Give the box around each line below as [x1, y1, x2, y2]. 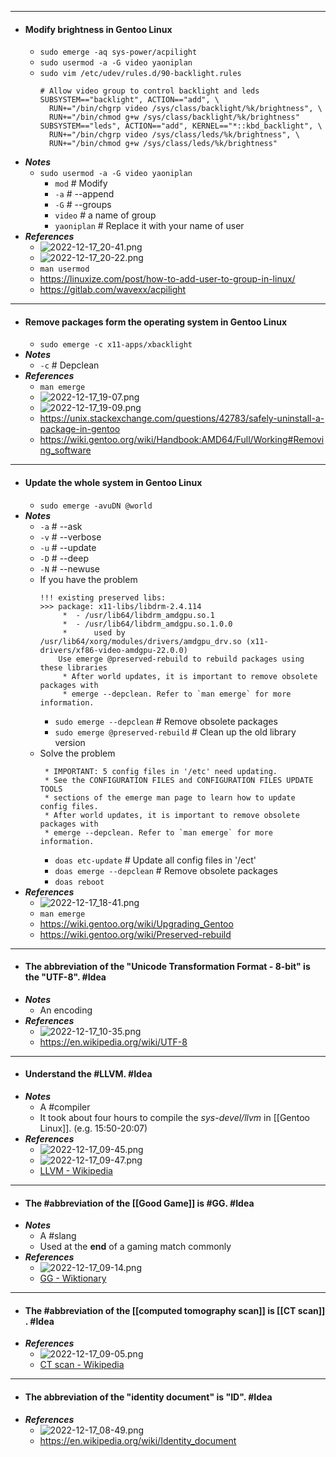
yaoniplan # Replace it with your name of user [54, 220, 245, 232]
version [54, 736, 86, 748]
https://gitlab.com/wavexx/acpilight [39, 284, 187, 296]
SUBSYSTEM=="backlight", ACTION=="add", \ [39, 95, 220, 105]
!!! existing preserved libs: [39, 592, 167, 603]
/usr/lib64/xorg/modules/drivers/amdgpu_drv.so [39, 636, 242, 646]
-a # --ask [39, 520, 83, 532]
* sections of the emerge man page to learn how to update [44, 792, 296, 803]
